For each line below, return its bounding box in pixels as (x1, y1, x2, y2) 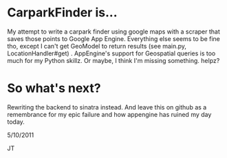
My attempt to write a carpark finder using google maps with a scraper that (7, 27, 220, 36)
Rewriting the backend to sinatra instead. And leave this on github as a (7, 103, 207, 111)
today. (7, 118, 25, 126)
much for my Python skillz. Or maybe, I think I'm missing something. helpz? (7, 56, 220, 64)
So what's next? (7, 81, 101, 96)
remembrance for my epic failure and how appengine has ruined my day (7, 110, 212, 118)
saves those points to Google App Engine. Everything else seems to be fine (7, 34, 220, 42)
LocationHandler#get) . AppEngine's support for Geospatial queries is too (7, 49, 216, 57)
